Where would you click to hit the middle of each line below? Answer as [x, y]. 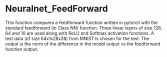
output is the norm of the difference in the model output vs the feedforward [83, 43]
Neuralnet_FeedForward [57, 9]
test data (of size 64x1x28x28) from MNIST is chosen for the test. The [77, 38]
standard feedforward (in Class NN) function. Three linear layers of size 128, [84, 27]
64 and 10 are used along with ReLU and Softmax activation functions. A [79, 33]
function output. [22, 49]
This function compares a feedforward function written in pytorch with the [81, 22]
